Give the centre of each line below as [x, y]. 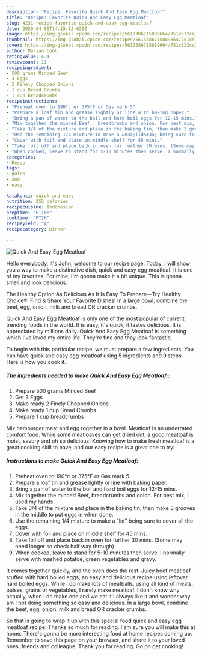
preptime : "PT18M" [29, 213]
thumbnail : [20, 40]
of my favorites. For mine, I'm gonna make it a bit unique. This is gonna [94, 276]
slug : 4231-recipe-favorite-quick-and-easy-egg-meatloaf [79, 23]
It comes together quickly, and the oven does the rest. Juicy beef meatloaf [99, 571]
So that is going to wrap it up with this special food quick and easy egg [94, 621]
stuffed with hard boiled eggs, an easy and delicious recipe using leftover [97, 577]
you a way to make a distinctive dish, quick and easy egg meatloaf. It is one [100, 269]
